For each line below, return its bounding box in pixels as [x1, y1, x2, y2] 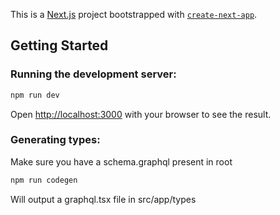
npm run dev [10, 90, 60, 100]
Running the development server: [10, 67, 177, 81]
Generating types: [10, 133, 101, 147]
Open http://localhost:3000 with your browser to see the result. [10, 108, 272, 120]
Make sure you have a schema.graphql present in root [10, 155, 233, 168]
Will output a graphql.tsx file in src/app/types [10, 193, 197, 205]
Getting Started [10, 37, 109, 54]
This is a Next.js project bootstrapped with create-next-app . [10, 9, 258, 20]
